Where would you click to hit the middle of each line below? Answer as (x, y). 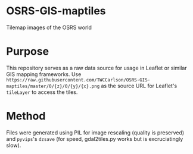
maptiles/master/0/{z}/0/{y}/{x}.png (53, 86)
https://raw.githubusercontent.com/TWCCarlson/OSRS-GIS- (78, 80)
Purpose (28, 51)
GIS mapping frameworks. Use (44, 74)
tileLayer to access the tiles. (42, 92)
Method (26, 116)
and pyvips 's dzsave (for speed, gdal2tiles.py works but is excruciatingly (95, 139)
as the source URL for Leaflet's (139, 86)
